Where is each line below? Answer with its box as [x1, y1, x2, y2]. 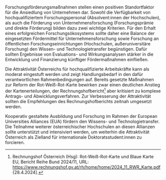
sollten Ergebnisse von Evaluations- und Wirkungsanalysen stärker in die [5, 51, 154, 57]
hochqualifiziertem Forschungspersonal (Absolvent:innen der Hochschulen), [5, 15, 161, 20]
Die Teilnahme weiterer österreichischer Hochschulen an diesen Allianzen [5, 123, 155, 130]
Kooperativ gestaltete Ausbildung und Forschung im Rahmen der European [5, 113, 158, 119]
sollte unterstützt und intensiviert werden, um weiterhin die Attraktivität [5, 129, 150, 135]
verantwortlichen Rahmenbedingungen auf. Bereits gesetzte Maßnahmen [5, 76, 154, 82]
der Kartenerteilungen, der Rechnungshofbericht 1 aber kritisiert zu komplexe [5, 87, 161, 94]
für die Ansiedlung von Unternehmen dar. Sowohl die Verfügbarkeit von [5, 9, 151, 15]
